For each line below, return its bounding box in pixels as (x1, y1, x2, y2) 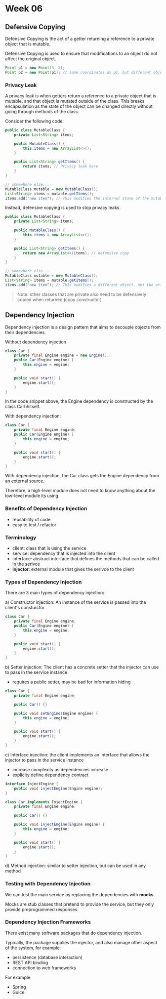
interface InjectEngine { (5, 781, 58, 786)
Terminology (5, 534, 37, 541)
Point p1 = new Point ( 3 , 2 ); (5, 65, 65, 70)
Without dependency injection (5, 339, 67, 345)
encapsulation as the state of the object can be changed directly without (5, 103, 153, 109)
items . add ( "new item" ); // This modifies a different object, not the (5, 282, 154, 287)
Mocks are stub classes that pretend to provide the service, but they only (5, 901, 154, 907)
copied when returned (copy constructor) (17, 296, 102, 302)
